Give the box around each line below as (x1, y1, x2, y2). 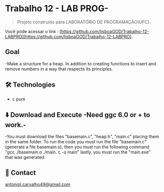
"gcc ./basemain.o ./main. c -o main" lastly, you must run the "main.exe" (5, 149, 151, 155)
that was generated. (5, 154, 46, 160)
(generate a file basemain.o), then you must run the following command (5, 144, 149, 150)
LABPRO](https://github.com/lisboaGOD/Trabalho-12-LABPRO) (5, 34, 132, 39)
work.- (5, 120, 26, 129)
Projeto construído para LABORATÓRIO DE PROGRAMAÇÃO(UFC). (17, 19, 151, 25)
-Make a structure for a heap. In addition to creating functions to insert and (5, 60, 156, 66)
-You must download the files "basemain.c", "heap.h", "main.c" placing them (5, 134, 159, 139)
